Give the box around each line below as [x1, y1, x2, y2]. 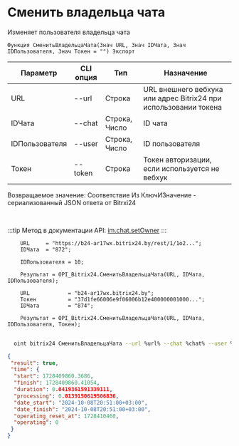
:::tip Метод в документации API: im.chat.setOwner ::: [7, 226, 167, 234]
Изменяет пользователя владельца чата [7, 28, 130, 36]
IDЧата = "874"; [20, 302, 94, 309]
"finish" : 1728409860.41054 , [14, 379, 100, 387]
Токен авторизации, [143, 155, 212, 165]
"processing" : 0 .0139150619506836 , [14, 393, 119, 400]
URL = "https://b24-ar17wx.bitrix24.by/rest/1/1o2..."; [20, 239, 202, 247]
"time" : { [10, 366, 40, 373]
